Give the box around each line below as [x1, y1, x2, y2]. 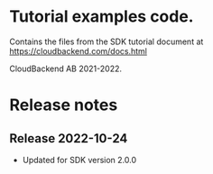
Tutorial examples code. [9, 6, 194, 27]
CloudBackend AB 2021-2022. [9, 63, 123, 74]
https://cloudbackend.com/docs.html [9, 45, 147, 56]
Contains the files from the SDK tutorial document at [9, 36, 204, 47]
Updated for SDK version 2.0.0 [22, 154, 137, 165]
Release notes [9, 95, 118, 115]
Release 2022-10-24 [9, 131, 128, 146]
